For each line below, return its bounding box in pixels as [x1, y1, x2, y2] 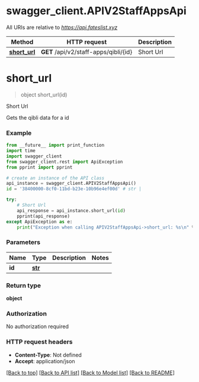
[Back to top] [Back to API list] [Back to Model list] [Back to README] [6, 369, 175, 376]
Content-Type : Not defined [14, 351, 82, 358]
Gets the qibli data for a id [6, 114, 69, 121]
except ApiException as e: [6, 219, 73, 224]
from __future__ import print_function [6, 142, 105, 149]
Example [6, 129, 32, 137]
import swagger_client [6, 153, 62, 159]
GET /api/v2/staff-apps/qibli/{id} [41, 47, 133, 56]
